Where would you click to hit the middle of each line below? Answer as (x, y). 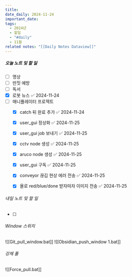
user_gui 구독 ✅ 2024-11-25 (48, 165)
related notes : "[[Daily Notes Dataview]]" (51, 47)
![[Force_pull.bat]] (23, 270)
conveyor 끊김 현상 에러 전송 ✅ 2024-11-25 (62, 175)
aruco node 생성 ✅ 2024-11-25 (51, 154)
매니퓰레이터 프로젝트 (33, 101)
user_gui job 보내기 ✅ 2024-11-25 (53, 133)
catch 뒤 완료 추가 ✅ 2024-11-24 (52, 112)
